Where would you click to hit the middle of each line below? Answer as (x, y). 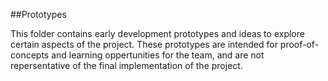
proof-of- (299, 44)
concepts (30, 55)
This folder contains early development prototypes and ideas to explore (157, 33)
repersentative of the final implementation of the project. (126, 65)
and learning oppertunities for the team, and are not (158, 55)
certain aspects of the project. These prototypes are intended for (144, 44)
